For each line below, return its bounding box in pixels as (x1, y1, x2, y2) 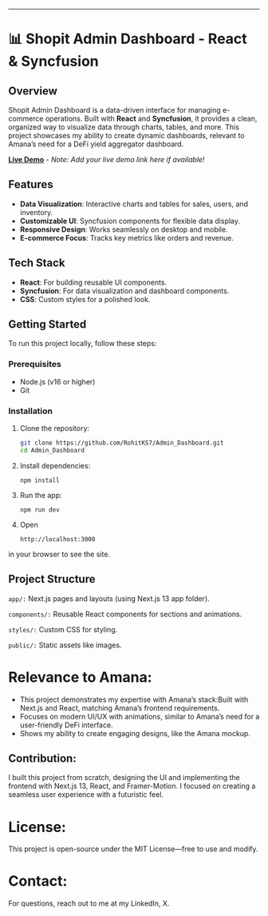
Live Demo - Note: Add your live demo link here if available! (8, 155, 205, 164)
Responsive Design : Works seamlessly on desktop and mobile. (19, 225, 229, 234)
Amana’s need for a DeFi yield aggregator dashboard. (8, 139, 184, 149)
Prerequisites (8, 359, 61, 370)
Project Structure (8, 572, 96, 586)
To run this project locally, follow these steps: (8, 339, 157, 348)
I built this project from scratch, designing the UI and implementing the (8, 773, 241, 783)
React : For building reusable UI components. (19, 277, 167, 287)
